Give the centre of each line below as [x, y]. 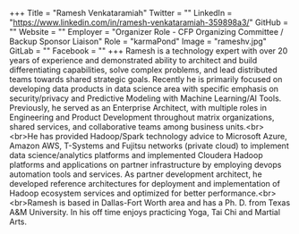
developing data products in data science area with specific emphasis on [144, 89]
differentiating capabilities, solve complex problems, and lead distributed [143, 70]
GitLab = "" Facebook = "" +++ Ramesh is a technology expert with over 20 [149, 51]
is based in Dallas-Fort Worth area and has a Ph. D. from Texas [175, 203]
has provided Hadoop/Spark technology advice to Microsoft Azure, [164, 136]
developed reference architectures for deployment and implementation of [145, 184]
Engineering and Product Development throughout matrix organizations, [142, 117]
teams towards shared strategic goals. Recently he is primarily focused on [146, 79]
